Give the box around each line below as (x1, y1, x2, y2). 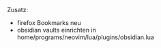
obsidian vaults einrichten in (16, 26, 97, 34)
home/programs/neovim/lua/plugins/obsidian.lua (16, 33, 155, 41)
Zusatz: (7, 6, 29, 14)
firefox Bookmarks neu (16, 19, 81, 26)
